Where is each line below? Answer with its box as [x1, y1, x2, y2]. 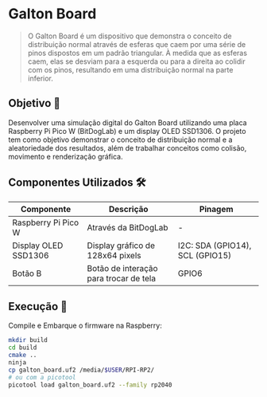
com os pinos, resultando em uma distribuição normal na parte [27, 65, 234, 74]
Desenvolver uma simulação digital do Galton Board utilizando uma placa [8, 117, 248, 128]
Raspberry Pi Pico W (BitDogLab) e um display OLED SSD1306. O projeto [8, 126, 246, 136]
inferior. [27, 73, 54, 83]
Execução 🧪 [8, 300, 68, 313]
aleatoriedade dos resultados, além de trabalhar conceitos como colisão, [8, 143, 247, 152]
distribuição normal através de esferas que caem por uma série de [27, 39, 246, 49]
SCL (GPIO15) [177, 250, 232, 261]
